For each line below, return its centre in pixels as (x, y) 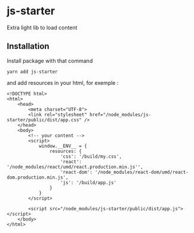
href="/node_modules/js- (120, 115)
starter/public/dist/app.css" (44, 120)
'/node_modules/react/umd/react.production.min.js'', (75, 167)
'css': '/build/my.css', (91, 157)
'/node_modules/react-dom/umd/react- (142, 172)
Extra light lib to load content (42, 27)
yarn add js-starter (33, 72)
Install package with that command (50, 60)
